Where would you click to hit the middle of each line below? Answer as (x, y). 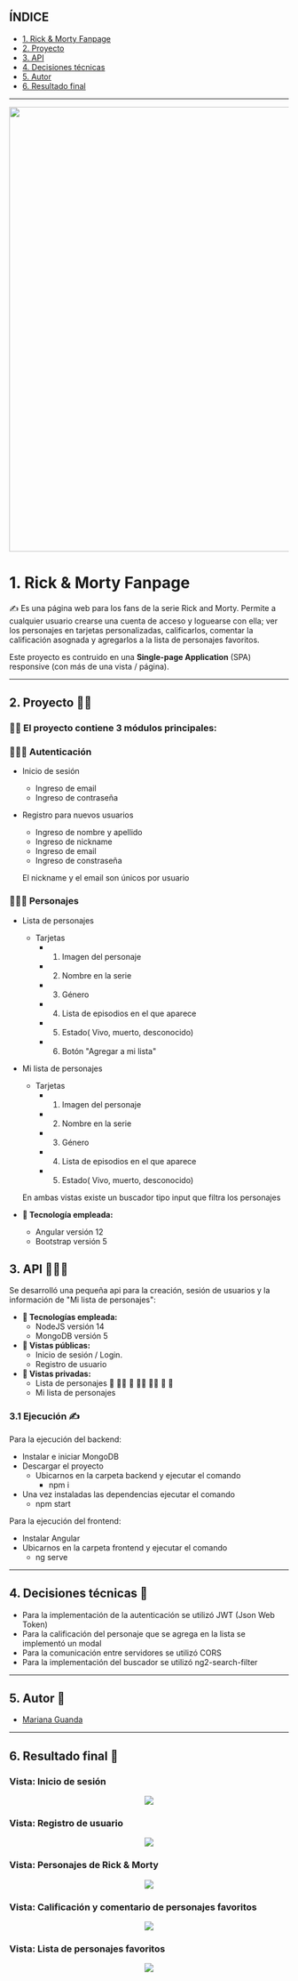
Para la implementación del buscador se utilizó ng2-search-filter (140, 1662)
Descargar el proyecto (63, 1466)
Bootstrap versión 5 (71, 1241)
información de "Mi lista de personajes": (83, 1300)
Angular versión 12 (69, 1232)
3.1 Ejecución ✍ (44, 1416)
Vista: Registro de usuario (67, 1823)
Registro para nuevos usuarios (78, 815)
